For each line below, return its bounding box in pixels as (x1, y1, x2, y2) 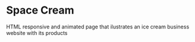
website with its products (6, 29, 68, 36)
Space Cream (6, 4, 74, 17)
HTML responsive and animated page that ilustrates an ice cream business (6, 23, 190, 30)
